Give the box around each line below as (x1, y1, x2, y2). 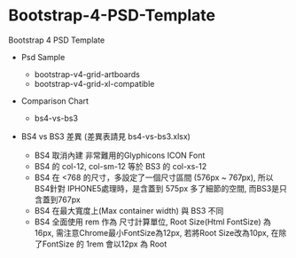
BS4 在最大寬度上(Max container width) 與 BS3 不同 (34, 205, 224, 215)
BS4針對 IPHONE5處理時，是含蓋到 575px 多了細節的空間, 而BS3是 (34, 183, 280, 193)
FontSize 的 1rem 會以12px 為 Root (42, 238, 167, 249)
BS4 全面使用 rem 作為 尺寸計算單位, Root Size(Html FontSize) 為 (34, 216, 271, 227)
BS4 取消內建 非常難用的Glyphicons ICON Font (34, 150, 206, 160)
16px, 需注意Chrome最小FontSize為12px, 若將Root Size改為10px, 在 (34, 227, 279, 238)
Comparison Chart (20, 95, 90, 106)
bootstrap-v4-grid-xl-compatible (34, 78, 155, 89)
